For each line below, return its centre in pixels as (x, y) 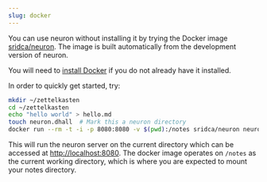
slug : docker (30, 15)
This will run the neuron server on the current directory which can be (121, 144)
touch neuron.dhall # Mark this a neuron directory (97, 122)
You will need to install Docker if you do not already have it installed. (120, 70)
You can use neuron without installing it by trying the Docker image (118, 38)
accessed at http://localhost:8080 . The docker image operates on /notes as (132, 153)
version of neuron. (39, 55)
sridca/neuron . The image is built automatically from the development (122, 46)
